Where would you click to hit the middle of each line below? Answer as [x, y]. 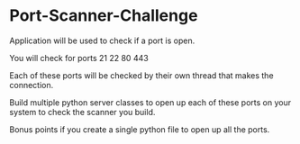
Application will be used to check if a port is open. [102, 40]
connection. [32, 85]
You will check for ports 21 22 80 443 [79, 58]
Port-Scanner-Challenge [104, 16]
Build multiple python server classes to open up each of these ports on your [150, 102]
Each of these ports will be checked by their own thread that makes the [141, 75]
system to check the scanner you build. [82, 112]
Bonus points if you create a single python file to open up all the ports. [140, 129]
